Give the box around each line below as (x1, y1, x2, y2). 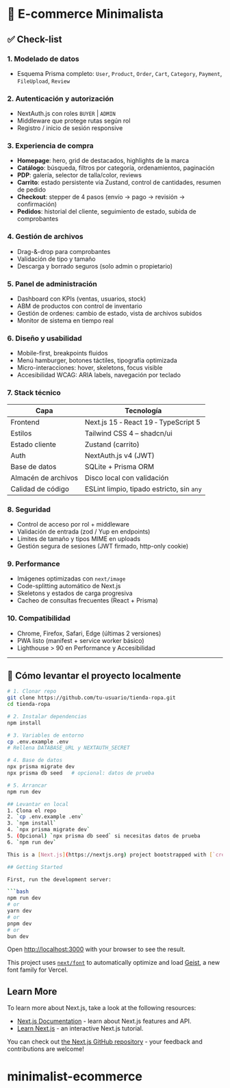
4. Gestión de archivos (7, 232, 84, 242)
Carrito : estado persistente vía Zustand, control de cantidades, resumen (16, 178, 221, 187)
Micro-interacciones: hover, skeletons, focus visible (16, 364, 163, 372)
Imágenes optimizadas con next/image (16, 574, 126, 583)
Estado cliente (10, 440, 57, 449)
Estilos (10, 428, 32, 438)
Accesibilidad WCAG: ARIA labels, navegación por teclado (16, 371, 181, 379)
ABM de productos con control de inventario (16, 302, 142, 310)
